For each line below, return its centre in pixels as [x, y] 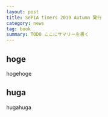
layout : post [23, 12]
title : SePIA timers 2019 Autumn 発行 [54, 18]
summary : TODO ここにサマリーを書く [48, 35]
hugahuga [19, 107]
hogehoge [19, 73]
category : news [25, 23]
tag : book [19, 29]
